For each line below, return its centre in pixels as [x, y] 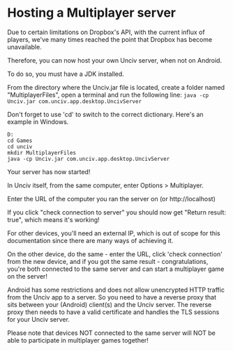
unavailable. [24, 47]
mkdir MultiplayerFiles [42, 153]
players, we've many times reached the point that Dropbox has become [110, 39]
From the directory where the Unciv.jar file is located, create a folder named [116, 87]
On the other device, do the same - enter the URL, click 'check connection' [115, 254]
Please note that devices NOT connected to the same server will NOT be [112, 333]
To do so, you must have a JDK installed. [66, 74]
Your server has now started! [49, 171]
